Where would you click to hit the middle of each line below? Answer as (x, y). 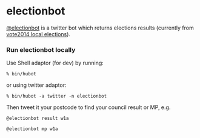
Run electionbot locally (41, 49)
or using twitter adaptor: (36, 85)
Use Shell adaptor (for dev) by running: (55, 63)
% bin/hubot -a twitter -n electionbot (57, 96)
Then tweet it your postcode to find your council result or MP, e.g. (88, 107)
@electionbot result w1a (38, 119)
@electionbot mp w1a (32, 129)
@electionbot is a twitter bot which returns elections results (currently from (100, 28)
